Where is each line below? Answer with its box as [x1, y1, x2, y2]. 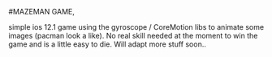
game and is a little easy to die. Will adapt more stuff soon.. [8, 39, 207, 49]
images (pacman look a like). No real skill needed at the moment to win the [8, 31, 258, 40]
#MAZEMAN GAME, [8, 7, 76, 16]
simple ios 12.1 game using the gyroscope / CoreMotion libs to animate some [8, 22, 265, 31]
